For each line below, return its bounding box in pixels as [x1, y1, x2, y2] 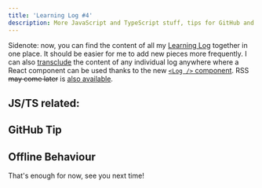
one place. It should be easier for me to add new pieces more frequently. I [8, 49, 247, 58]
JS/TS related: [8, 96, 80, 110]
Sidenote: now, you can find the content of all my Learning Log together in [8, 40, 249, 50]
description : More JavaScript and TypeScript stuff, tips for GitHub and [8, 19, 255, 27]
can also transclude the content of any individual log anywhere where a [8, 57, 239, 67]
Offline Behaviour [8, 150, 96, 164]
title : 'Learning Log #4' [8, 11, 93, 20]
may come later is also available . [8, 74, 114, 83]
